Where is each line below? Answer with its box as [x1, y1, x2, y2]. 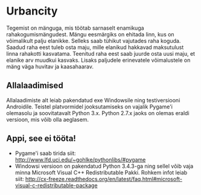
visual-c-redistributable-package [14, 182, 98, 189]
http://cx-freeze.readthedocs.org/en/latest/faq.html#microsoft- [25, 175, 183, 182]
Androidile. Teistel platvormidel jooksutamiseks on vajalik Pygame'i [6, 103, 173, 110]
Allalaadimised [6, 81, 63, 91]
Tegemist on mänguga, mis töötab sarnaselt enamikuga [6, 24, 144, 31]
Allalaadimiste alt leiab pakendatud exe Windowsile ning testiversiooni [6, 96, 180, 104]
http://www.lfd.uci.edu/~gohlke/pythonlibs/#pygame [14, 156, 146, 163]
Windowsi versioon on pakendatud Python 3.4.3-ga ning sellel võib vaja [14, 162, 194, 170]
